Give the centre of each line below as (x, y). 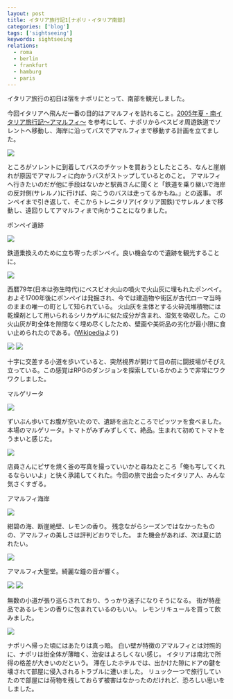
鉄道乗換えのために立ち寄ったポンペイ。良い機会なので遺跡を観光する (107, 253)
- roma (23, 53)
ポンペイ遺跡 (25, 225)
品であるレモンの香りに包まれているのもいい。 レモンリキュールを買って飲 (114, 609)
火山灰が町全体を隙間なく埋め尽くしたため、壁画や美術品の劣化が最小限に (113, 324)
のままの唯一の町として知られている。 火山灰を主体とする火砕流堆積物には (114, 307)
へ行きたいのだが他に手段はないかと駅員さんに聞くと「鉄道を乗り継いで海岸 (116, 184)
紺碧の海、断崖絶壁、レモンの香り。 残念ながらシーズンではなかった (105, 526)
